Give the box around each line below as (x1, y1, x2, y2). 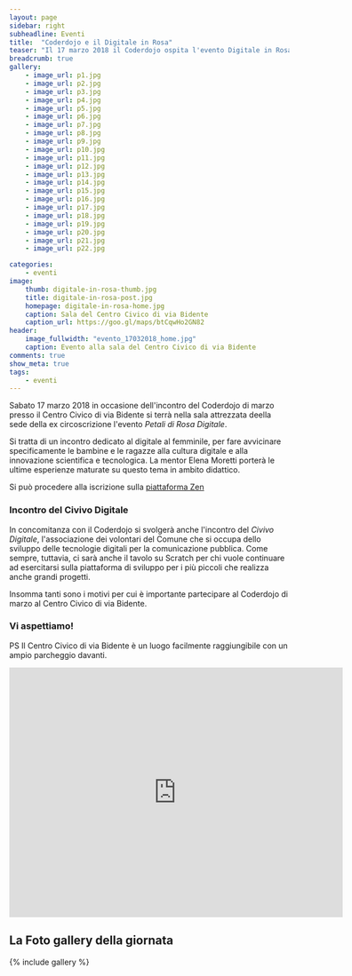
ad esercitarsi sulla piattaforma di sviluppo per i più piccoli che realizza (9, 561, 269, 573)
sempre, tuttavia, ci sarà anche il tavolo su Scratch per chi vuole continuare (9, 552, 285, 563)
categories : (9, 260, 53, 269)
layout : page (9, 12, 58, 22)
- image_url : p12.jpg (25, 162, 105, 171)
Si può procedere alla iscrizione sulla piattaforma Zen (9, 481, 204, 493)
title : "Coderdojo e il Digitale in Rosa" (9, 37, 173, 47)
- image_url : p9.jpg (25, 137, 101, 146)
